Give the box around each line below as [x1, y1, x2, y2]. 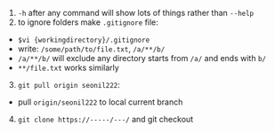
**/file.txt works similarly [17, 62, 120, 73]
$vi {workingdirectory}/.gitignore [17, 35, 150, 44]
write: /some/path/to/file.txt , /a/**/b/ [17, 43, 166, 54]
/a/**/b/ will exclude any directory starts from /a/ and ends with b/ [17, 53, 267, 63]
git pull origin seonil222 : [17, 80, 120, 90]
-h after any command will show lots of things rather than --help [17, 8, 255, 18]
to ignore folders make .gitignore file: [17, 17, 158, 27]
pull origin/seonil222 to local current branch [17, 97, 183, 107]
